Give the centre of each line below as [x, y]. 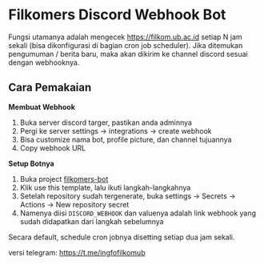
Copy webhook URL [53, 148]
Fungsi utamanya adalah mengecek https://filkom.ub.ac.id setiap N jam [125, 37]
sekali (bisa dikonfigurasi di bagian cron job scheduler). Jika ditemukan [126, 45]
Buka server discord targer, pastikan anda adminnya [106, 122]
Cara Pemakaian [50, 88]
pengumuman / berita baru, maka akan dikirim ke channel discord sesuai [128, 54]
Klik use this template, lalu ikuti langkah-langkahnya [105, 187]
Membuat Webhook [42, 106]
